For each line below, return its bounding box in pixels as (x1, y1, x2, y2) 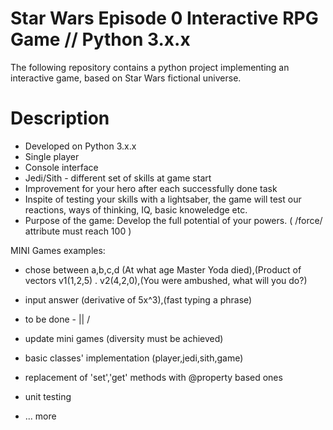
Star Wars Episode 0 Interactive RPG (10, 7, 319, 30)
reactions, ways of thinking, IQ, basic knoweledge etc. (24, 203, 248, 216)
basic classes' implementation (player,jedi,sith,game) (24, 352, 244, 364)
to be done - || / (24, 313, 91, 325)
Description (10, 107, 110, 130)
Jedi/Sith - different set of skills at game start (24, 172, 212, 184)
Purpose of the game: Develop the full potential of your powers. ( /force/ (24, 214, 323, 226)
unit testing (24, 390, 72, 402)
